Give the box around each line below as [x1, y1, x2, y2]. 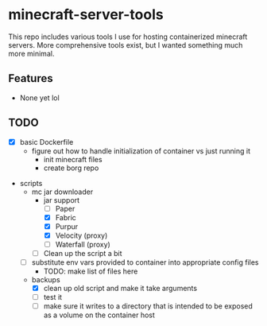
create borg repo [43, 163, 99, 173]
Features [8, 72, 53, 85]
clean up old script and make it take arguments [43, 284, 197, 293]
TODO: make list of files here [43, 266, 138, 276]
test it [43, 293, 62, 302]
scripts [19, 178, 43, 188]
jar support [43, 195, 80, 204]
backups [31, 275, 61, 285]
